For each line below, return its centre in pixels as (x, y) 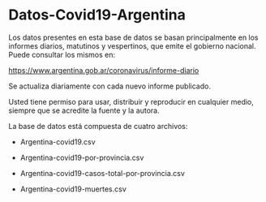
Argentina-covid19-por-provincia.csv (82, 157)
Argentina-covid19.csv (58, 142)
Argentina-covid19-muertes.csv (73, 189)
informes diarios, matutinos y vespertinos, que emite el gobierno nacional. (133, 45)
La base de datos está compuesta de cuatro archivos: (98, 126)
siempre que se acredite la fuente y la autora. (84, 110)
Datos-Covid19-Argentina (97, 15)
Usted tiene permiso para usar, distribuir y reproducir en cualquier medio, (131, 101)
